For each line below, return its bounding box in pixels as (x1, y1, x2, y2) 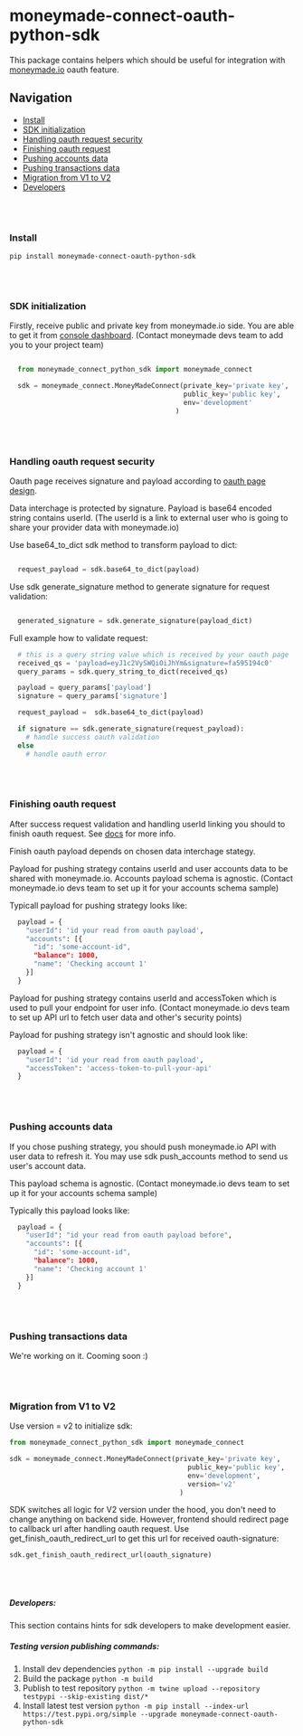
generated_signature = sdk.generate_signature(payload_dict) (17, 616, 253, 625)
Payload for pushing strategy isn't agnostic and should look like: (9, 1029, 249, 1040)
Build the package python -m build (22, 1674, 154, 1684)
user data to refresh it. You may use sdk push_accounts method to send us (9, 1150, 289, 1162)
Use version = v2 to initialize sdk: (9, 1420, 133, 1431)
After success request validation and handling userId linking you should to (9, 818, 286, 829)
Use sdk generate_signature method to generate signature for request (9, 580, 270, 592)
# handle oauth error (25, 750, 107, 759)
